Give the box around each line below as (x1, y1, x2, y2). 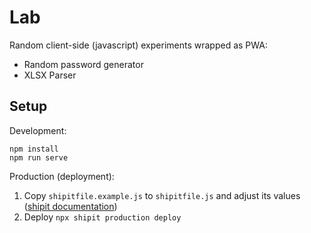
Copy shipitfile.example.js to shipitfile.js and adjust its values (23, 189, 301, 201)
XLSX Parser (23, 69, 77, 81)
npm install (9, 144, 59, 154)
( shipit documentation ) (23, 200, 118, 212)
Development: (9, 124, 67, 136)
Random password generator (23, 58, 144, 70)
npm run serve (9, 152, 69, 163)
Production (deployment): (9, 170, 115, 182)
